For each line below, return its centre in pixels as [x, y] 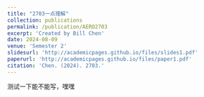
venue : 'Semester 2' [37, 46]
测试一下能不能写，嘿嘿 [41, 86]
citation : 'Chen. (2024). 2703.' [56, 66]
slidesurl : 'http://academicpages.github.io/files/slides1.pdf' [103, 53]
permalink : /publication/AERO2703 [58, 27]
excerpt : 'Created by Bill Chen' [56, 33]
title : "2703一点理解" [38, 14]
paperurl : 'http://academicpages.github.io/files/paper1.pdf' [100, 59]
